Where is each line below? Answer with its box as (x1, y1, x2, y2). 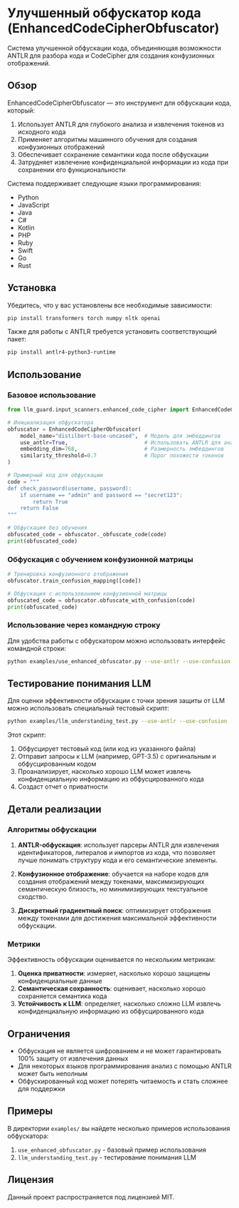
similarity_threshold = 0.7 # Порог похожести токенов (20, 452, 224, 459)
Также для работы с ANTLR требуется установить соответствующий (7, 327, 217, 336)
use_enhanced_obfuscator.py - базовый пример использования (17, 1145, 206, 1154)
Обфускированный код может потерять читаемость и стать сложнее (17, 1077, 228, 1085)
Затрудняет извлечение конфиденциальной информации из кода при (17, 158, 229, 166)
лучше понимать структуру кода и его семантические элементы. (17, 856, 218, 864)
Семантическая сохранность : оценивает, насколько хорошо (17, 984, 206, 993)
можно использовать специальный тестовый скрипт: (7, 704, 169, 712)
